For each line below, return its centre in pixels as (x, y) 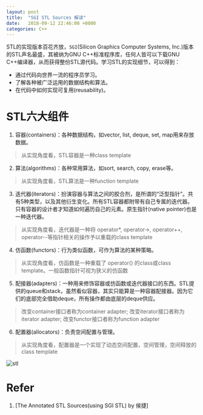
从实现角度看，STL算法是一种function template (80, 181)
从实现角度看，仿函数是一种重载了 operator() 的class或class (96, 263)
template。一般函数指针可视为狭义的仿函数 (75, 271)
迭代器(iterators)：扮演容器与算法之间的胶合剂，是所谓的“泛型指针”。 (101, 194)
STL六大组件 (38, 117)
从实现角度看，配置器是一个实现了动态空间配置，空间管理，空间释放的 (109, 345)
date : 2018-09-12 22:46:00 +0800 (51, 23)
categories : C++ (27, 29)
